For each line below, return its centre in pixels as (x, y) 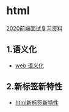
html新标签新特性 (37, 102)
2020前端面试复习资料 (34, 28)
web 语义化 (29, 65)
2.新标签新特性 (34, 87)
